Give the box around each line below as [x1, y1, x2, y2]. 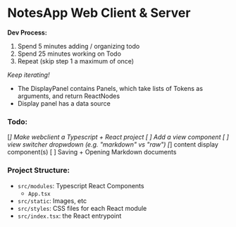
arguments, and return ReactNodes [17, 92, 120, 100]
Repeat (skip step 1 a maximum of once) [17, 56, 135, 65]
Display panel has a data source [17, 99, 111, 107]
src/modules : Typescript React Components [17, 181, 144, 190]
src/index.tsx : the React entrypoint [17, 211, 122, 220]
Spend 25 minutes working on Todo [17, 49, 122, 58]
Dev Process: [7, 28, 47, 37]
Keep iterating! [7, 70, 50, 79]
